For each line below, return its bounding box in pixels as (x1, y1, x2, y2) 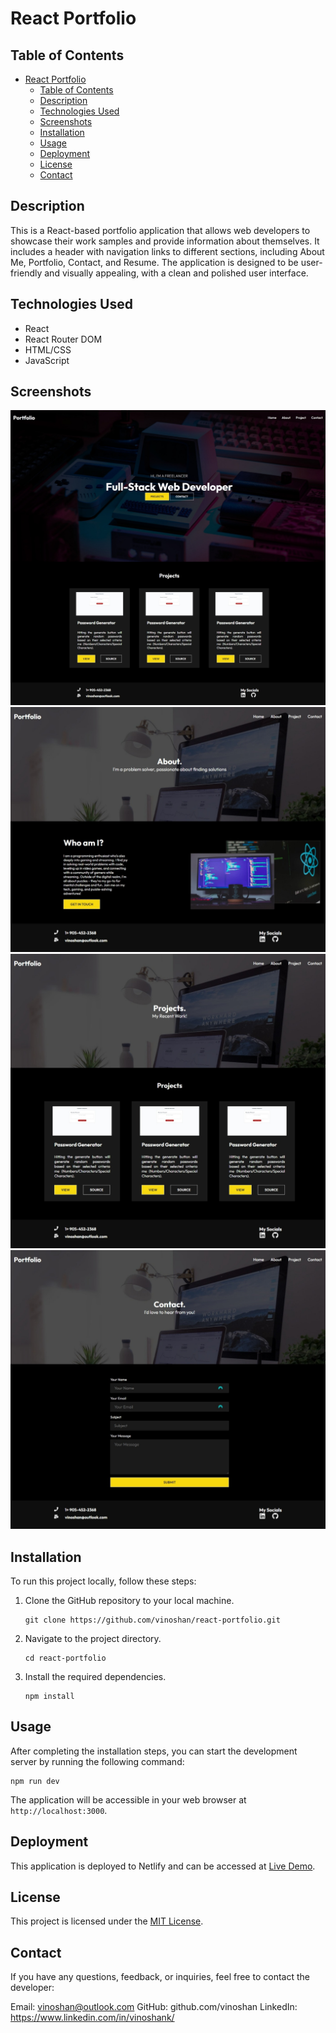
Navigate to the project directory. (24, 1632, 162, 1644)
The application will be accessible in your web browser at (10, 1793, 247, 1806)
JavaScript (24, 354, 70, 366)
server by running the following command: (10, 1755, 185, 1767)
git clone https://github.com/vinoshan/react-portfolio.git (24, 1615, 281, 1625)
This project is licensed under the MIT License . (10, 1915, 204, 1927)
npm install (24, 1691, 75, 1701)
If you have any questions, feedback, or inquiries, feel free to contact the (10, 1971, 310, 1983)
